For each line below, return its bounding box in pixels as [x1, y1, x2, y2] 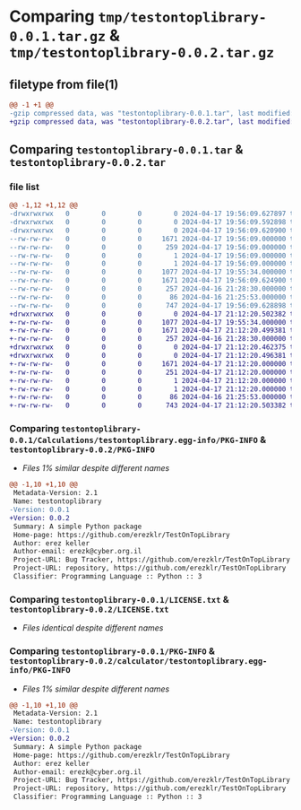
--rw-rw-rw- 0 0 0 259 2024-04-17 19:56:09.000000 [9, 242, 287, 252]
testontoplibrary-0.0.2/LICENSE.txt [9, 604, 169, 614]
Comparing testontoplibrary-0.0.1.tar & [9, 142, 244, 158]
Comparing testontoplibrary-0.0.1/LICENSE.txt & [9, 593, 230, 605]
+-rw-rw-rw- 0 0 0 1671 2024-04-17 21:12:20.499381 [9, 326, 287, 335]
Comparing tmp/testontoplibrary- [9, 6, 267, 27]
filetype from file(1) [9, 76, 119, 91]
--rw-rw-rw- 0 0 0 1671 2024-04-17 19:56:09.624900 [9, 276, 287, 285]
